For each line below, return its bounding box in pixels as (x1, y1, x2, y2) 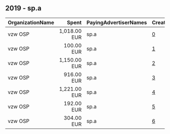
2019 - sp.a (5, 4, 42, 13)
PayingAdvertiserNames (87, 19, 147, 26)
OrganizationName (8, 19, 55, 26)
